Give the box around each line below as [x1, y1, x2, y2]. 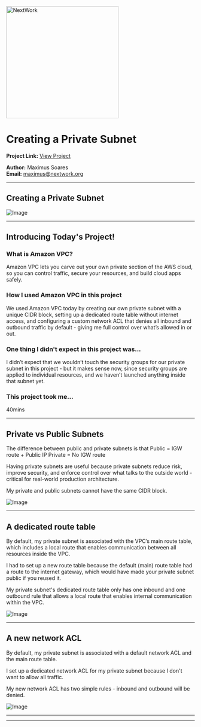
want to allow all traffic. [6, 673, 64, 680]
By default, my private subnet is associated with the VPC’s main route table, [6, 537, 193, 545]
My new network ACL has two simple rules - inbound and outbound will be [6, 685, 190, 692]
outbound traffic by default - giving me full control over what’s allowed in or [6, 323, 193, 331]
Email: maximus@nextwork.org [6, 170, 84, 177]
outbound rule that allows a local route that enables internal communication [6, 592, 192, 600]
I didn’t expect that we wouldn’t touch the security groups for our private [6, 359, 185, 366]
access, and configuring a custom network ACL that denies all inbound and [6, 317, 191, 325]
